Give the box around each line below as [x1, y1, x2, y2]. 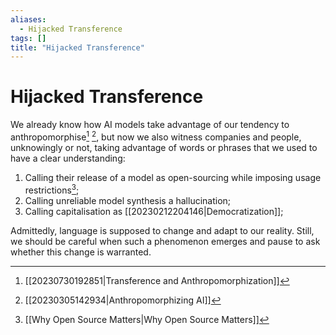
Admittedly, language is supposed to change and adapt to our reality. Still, [10, 224, 315, 236]
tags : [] [10, 33, 47, 43]
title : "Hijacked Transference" [10, 42, 145, 53]
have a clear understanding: [10, 152, 126, 164]
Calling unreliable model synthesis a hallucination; [24, 194, 232, 206]
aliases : [10, 14, 47, 25]
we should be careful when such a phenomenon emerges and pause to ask [10, 235, 321, 247]
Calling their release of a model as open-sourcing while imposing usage [24, 171, 322, 183]
